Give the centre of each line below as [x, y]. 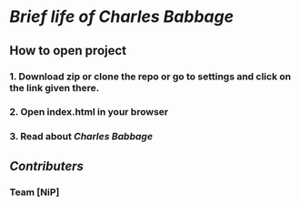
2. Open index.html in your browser [89, 112]
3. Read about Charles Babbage [81, 137]
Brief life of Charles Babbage [122, 17]
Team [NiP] [35, 191]
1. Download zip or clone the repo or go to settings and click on [150, 77]
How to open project [68, 51]
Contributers [47, 166]
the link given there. [55, 88]
